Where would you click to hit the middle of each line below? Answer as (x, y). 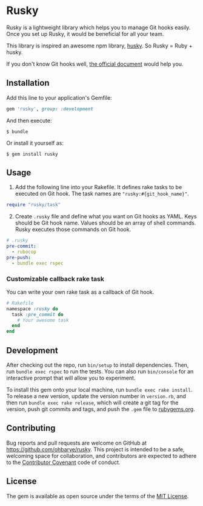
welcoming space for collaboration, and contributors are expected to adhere (101, 456)
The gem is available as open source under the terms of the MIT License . (98, 496)
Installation (28, 83)
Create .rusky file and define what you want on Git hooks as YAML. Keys (106, 217)
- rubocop (24, 252)
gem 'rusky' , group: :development (50, 109)
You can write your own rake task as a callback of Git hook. (80, 292)
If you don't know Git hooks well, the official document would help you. (95, 64)
